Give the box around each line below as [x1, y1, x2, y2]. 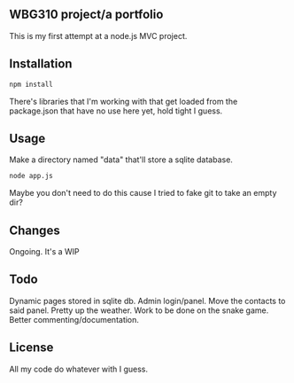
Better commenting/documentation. [9, 314, 140, 324]
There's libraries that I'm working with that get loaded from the [9, 96, 238, 106]
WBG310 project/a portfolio [9, 7, 164, 22]
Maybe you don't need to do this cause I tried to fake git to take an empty [9, 188, 277, 199]
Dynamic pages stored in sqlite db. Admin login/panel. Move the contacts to [9, 295, 286, 306]
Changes [9, 223, 60, 238]
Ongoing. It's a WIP [9, 246, 80, 256]
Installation [9, 57, 73, 72]
